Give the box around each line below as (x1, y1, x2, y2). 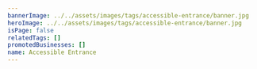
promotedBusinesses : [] (7, 41, 86, 49)
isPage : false (7, 26, 55, 34)
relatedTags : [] (7, 33, 61, 42)
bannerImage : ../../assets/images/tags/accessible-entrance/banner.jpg (7, 11, 249, 20)
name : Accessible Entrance (7, 48, 97, 56)
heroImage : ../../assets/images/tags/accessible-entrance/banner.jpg (7, 19, 243, 27)
